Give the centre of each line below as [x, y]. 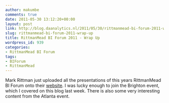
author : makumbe [22, 10]
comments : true [21, 15]
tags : [11, 57]
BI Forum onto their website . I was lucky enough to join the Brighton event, [82, 85]
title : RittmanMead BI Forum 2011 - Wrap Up [53, 38]
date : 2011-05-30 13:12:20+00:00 [40, 19]
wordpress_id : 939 [24, 43]
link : [11, 29]
